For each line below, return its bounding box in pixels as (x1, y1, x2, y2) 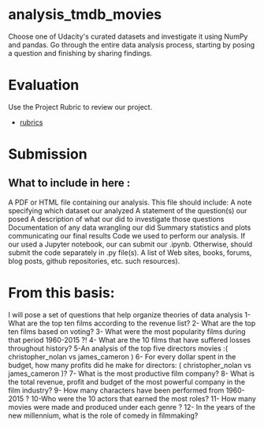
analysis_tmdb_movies (8, 6, 162, 24)
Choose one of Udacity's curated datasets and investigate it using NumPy (8, 32, 248, 41)
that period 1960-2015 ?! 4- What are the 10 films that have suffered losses (8, 335, 251, 344)
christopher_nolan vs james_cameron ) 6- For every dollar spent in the (8, 351, 236, 361)
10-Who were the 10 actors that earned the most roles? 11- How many (31, 393, 256, 404)
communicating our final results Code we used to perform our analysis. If (8, 231, 246, 240)
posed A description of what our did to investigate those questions (8, 214, 225, 223)
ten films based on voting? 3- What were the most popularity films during (8, 326, 246, 336)
